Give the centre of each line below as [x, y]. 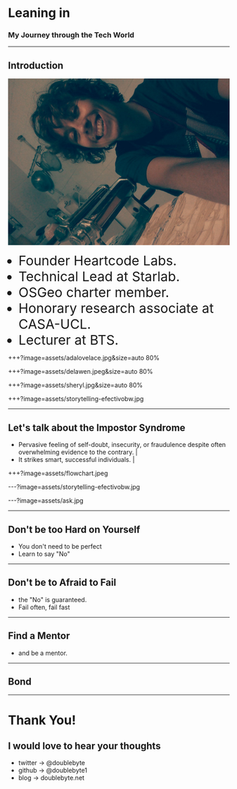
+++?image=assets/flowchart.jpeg [58, 473]
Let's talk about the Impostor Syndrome [97, 428]
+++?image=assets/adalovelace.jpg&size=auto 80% [84, 358]
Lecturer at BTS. [68, 340]
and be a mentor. [43, 653]
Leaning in [39, 13]
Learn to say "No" [44, 553]
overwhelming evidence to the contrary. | [78, 452]
